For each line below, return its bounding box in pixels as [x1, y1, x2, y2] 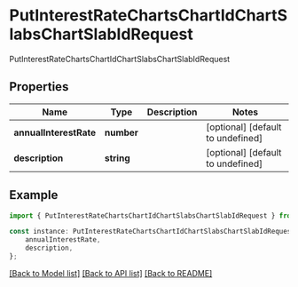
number [104, 126, 139, 139]
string [104, 152, 130, 164]
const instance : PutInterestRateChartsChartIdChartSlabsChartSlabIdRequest [9, 227, 295, 236]
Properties [9, 79, 69, 94]
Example [9, 187, 59, 203]
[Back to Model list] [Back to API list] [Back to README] [9, 267, 213, 278]
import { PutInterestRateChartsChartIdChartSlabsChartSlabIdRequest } [9, 211, 276, 220]
